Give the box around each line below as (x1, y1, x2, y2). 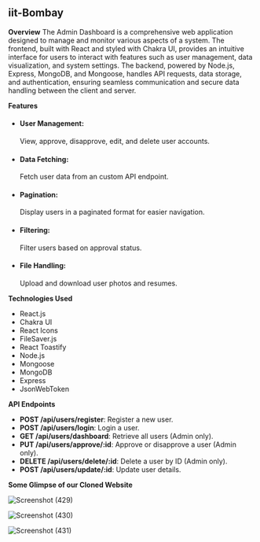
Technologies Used (8, 293, 73, 303)
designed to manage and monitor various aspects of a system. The (8, 35, 225, 45)
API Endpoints (8, 399, 56, 408)
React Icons (19, 326, 59, 335)
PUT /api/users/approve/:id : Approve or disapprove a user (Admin (19, 440, 237, 449)
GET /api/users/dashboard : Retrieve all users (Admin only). (19, 431, 214, 441)
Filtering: (19, 226, 50, 235)
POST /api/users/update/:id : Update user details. (19, 464, 181, 474)
